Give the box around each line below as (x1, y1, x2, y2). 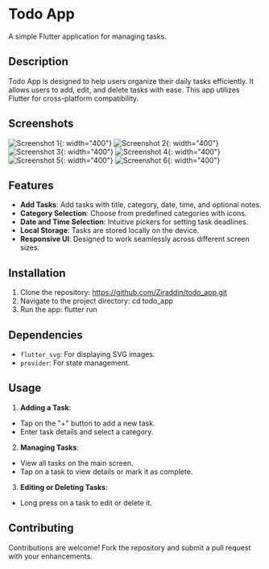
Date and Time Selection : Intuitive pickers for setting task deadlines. (19, 217, 249, 226)
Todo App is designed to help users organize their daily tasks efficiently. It (8, 76, 255, 85)
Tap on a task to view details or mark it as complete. (19, 467, 193, 476)
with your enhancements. (8, 551, 93, 561)
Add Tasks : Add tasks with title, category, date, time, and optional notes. (19, 200, 262, 210)
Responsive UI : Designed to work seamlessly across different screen (19, 235, 250, 244)
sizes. (19, 243, 40, 252)
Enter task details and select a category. (19, 426, 154, 436)
